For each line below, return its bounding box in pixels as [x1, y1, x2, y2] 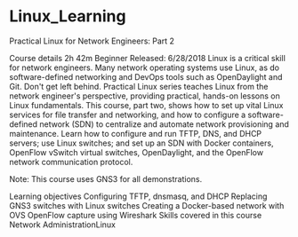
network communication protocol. [9, 156, 133, 167]
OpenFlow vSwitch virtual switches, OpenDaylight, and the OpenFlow [9, 146, 264, 157]
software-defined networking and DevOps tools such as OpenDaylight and [9, 71, 283, 82]
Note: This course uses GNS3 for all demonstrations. [9, 173, 203, 184]
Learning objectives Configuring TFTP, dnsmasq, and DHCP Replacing [9, 191, 268, 201]
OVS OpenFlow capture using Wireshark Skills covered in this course [9, 209, 262, 220]
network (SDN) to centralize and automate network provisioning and [39, 118, 289, 130]
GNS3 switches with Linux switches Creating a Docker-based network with [9, 200, 285, 210]
